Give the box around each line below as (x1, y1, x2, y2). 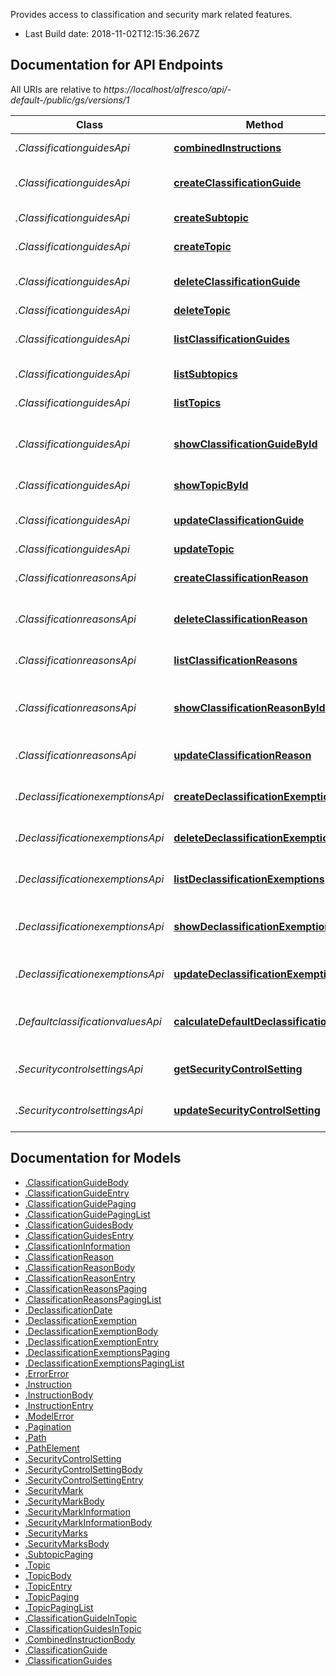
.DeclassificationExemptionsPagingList (24, 1357, 185, 1369)
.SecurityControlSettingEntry (24, 1474, 144, 1486)
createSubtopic (173, 210, 249, 224)
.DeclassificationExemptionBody (24, 1325, 159, 1337)
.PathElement (24, 1442, 80, 1454)
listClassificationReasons (173, 653, 298, 667)
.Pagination (24, 1420, 72, 1433)
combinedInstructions (173, 140, 282, 154)
